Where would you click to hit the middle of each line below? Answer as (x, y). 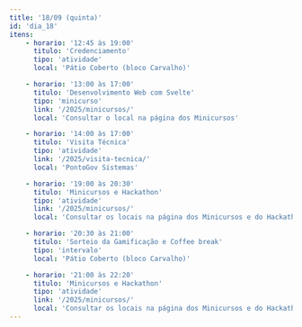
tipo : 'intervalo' (67, 250)
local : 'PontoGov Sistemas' (86, 168)
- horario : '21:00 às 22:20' (80, 275)
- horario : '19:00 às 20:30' (80, 184)
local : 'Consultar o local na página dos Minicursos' (136, 118)
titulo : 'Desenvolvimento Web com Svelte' (114, 92)
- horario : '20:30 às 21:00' (80, 234)
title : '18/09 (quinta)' (56, 18)
